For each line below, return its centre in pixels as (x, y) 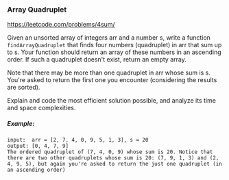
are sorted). (24, 88)
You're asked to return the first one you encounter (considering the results (112, 80)
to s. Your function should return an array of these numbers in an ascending (114, 52)
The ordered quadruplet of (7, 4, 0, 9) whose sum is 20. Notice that (110, 152)
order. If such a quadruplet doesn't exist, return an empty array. (97, 60)
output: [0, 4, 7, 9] (38, 146)
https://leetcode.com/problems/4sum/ (61, 25)
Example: (21, 123)
